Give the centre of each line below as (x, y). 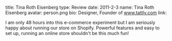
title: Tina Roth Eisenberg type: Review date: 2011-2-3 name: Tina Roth (80, 7)
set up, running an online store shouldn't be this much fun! (67, 33)
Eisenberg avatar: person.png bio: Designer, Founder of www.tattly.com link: (86, 13)
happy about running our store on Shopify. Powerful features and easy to (83, 28)
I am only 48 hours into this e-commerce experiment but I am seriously (80, 23)
